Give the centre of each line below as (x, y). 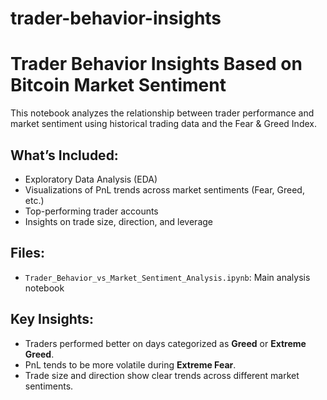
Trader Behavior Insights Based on (156, 64)
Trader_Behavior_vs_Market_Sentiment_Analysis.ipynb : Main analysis (167, 277)
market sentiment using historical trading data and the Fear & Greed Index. (163, 124)
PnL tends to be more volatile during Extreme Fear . (130, 364)
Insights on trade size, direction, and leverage (118, 221)
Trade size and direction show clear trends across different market (162, 375)
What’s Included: (64, 155)
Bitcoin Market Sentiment (118, 85)
